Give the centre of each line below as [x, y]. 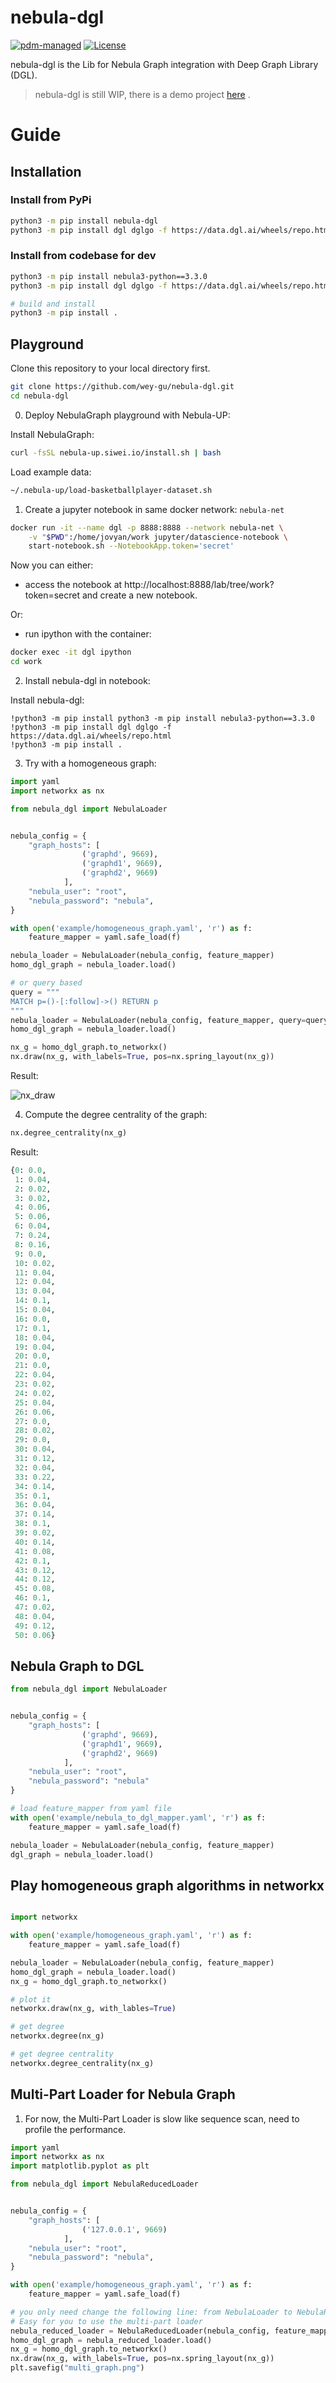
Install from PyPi [51, 200]
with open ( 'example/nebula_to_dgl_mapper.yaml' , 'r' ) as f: [138, 1817]
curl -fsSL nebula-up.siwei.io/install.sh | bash [116, 452]
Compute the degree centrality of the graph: [116, 1115]
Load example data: [51, 472]
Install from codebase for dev [83, 256]
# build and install [53, 304]
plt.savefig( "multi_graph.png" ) [77, 2368]
